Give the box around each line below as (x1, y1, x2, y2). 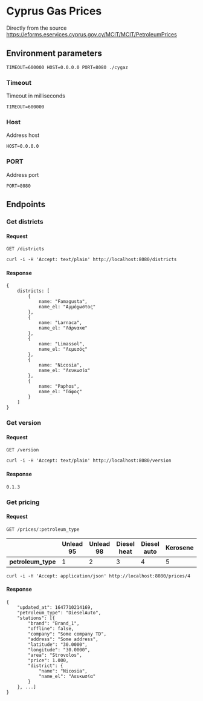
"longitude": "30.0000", (28, 647, 91, 653)
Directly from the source (6, 24, 67, 32)
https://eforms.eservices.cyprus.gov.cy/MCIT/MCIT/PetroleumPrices (6, 30, 177, 38)
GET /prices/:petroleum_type (6, 526, 80, 533)
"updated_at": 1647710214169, (17, 605, 94, 611)
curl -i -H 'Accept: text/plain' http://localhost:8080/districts (6, 256, 177, 263)
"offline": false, (28, 626, 74, 632)
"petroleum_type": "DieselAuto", (17, 610, 101, 616)
